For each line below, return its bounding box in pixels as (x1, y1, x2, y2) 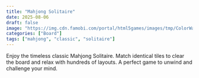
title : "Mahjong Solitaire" (6, 8, 76, 15)
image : (6, 25, 23, 31)
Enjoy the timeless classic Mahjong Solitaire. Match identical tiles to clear (6, 53, 185, 59)
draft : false (6, 19, 38, 25)
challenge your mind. (6, 65, 58, 71)
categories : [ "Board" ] (6, 31, 62, 37)
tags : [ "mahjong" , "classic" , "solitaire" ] (6, 36, 115, 42)
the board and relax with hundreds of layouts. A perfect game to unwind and (6, 58, 192, 66)
